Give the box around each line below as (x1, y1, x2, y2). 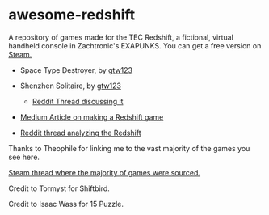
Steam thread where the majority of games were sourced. (8, 167, 200, 177)
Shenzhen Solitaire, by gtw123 (19, 81, 121, 91)
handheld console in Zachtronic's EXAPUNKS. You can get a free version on (8, 40, 262, 50)
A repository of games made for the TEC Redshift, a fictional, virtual (8, 32, 234, 42)
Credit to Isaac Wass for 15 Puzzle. (8, 199, 124, 209)
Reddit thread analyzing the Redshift (19, 128, 141, 137)
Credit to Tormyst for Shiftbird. (8, 183, 111, 193)
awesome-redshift (8, 6, 136, 24)
